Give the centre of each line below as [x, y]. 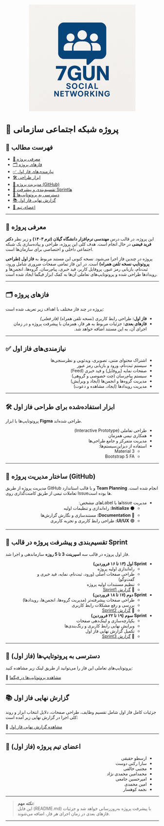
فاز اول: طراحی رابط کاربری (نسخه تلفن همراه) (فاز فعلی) [93, 318]
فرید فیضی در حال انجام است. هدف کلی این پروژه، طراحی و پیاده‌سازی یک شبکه [78, 244]
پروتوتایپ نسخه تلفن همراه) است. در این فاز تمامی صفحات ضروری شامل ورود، [78, 264]
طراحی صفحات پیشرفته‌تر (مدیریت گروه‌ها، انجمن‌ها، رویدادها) [79, 600]
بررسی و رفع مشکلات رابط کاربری [103, 605]
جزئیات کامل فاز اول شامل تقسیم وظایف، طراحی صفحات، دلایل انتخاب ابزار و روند [81, 712]
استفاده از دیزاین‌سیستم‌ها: [123, 446]
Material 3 [125, 451]
